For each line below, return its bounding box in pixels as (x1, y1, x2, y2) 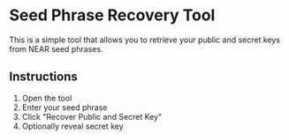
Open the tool (21, 92, 72, 103)
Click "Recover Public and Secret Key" (21, 111, 163, 122)
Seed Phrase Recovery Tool (9, 5, 216, 26)
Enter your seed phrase (21, 102, 108, 113)
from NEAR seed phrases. (9, 43, 103, 54)
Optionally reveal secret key (21, 121, 124, 131)
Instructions (9, 70, 78, 85)
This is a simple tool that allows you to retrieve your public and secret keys (9, 34, 281, 45)
